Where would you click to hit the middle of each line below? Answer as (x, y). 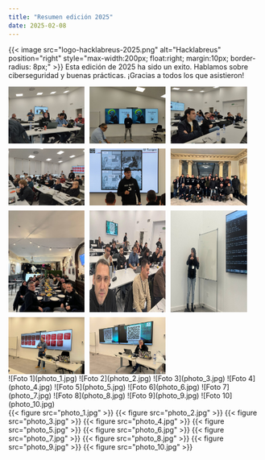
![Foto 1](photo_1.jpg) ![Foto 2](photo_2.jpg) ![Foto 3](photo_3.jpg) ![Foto (128, 379)
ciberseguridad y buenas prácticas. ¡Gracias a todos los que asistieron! (126, 75)
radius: (20, 66)
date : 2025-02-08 (37, 25)
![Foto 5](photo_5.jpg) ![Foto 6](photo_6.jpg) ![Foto (137, 387)
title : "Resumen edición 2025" (61, 17)
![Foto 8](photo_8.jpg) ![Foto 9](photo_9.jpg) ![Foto (137, 396)
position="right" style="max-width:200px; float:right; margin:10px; (119, 58)
